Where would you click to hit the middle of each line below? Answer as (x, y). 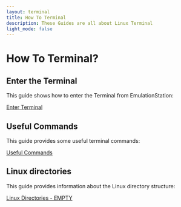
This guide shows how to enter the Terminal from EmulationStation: (90, 96)
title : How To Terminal (36, 18)
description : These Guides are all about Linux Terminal (80, 23)
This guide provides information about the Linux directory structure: (91, 186)
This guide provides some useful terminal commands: (73, 141)
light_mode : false (29, 29)
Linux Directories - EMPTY (39, 198)
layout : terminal (28, 12)
